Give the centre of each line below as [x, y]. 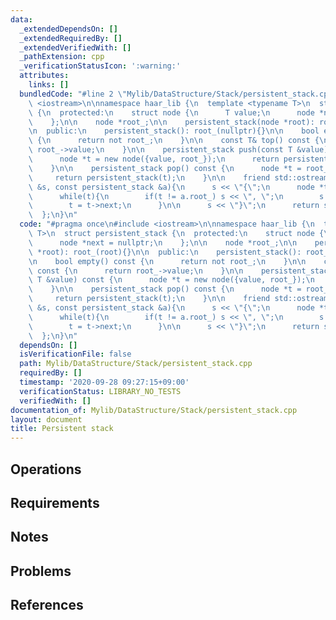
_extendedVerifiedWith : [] [75, 47]
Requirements [55, 502]
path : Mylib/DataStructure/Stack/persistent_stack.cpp [136, 364]
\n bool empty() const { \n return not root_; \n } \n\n [167, 261]
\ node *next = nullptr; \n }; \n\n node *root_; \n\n [163, 242]
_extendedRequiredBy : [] [71, 38]
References [47, 605]
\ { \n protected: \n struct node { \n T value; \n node [171, 112]
